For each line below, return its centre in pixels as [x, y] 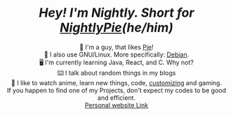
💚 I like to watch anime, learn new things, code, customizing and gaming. [116, 82]
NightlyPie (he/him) [116, 28]
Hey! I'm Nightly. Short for [116, 13]
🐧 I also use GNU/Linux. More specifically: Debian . [116, 55]
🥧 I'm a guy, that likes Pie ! [116, 47]
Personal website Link [116, 105]
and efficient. [116, 97]
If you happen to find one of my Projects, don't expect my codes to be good [116, 90]
